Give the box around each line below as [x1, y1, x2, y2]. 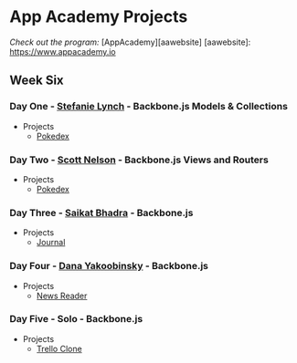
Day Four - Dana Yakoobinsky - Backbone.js [9, 260, 208, 273]
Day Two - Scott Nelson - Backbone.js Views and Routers [9, 153, 270, 166]
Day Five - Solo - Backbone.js [9, 313, 143, 326]
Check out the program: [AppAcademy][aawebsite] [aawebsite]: [9, 36, 251, 47]
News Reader [36, 290, 88, 301]
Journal [36, 237, 66, 248]
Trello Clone [36, 343, 82, 354]
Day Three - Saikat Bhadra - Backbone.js [9, 206, 194, 219]
